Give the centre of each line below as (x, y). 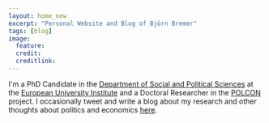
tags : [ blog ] (30, 31)
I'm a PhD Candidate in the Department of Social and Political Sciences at (131, 84)
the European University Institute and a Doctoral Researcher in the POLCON (135, 92)
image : (19, 38)
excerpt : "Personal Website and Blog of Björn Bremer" (103, 23)
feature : (30, 46)
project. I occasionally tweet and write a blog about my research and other (132, 101)
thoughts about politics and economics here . (83, 109)
